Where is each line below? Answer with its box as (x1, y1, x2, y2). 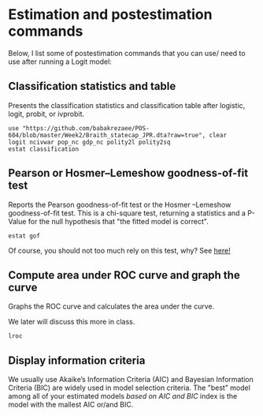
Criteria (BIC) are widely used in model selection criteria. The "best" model (8, 383, 250, 392)
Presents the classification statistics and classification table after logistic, (8, 100, 246, 110)
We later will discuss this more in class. (8, 317, 135, 327)
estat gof (8, 231, 41, 240)
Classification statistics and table (8, 80, 176, 93)
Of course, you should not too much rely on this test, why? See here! (8, 245, 231, 255)
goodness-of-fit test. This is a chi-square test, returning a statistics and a (8, 208, 246, 218)
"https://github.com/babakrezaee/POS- (22, 124, 150, 132)
